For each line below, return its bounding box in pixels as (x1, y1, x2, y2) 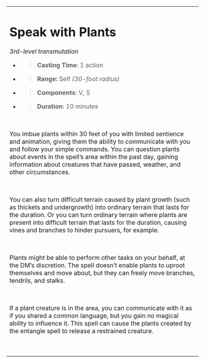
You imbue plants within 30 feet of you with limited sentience (9, 130, 184, 138)
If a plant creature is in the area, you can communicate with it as (9, 304, 192, 312)
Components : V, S (37, 89, 90, 97)
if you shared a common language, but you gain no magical (9, 312, 179, 320)
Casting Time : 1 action (37, 61, 104, 70)
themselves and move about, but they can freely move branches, (9, 269, 195, 277)
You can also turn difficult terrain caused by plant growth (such (9, 196, 190, 204)
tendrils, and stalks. (9, 276, 65, 285)
